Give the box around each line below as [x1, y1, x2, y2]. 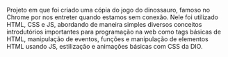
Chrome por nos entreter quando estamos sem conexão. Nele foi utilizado [6, 13, 218, 21]
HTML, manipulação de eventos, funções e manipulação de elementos [6, 35, 209, 43]
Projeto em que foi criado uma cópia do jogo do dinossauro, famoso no [6, 6, 210, 14]
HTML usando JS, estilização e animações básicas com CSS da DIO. [6, 43, 203, 50]
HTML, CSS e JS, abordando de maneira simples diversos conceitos [6, 21, 202, 28]
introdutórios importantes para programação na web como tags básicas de [6, 27, 222, 36]
